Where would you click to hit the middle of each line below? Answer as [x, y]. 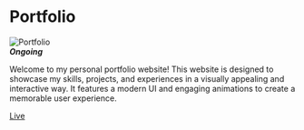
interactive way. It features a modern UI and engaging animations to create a [152, 88]
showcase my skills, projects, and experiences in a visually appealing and [147, 78]
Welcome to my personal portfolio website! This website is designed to [142, 69]
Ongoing [26, 51]
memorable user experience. [63, 98]
